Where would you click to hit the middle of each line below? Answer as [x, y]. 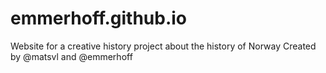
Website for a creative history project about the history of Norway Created [163, 46]
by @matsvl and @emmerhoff [71, 56]
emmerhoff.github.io [99, 18]
